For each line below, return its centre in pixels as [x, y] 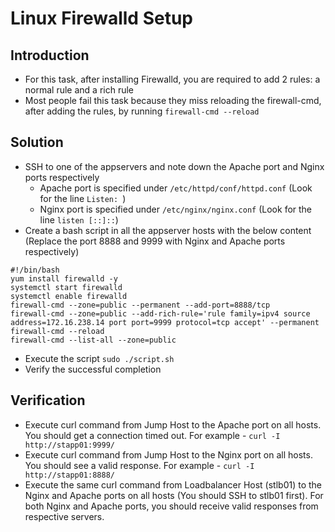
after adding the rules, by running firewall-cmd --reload [142, 111]
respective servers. [64, 516]
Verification [48, 400]
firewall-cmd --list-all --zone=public [93, 340]
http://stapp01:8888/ [69, 475]
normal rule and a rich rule [79, 90]
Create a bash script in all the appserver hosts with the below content [168, 230]
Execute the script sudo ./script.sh [99, 358]
